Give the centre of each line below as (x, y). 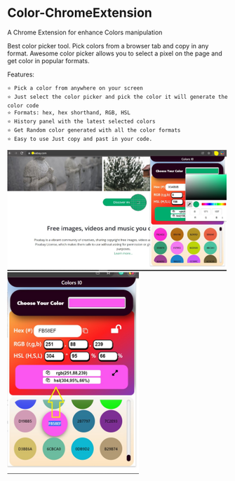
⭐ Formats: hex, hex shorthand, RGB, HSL (69, 113)
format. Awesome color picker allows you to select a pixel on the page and (115, 53)
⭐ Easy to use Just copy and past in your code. (80, 139)
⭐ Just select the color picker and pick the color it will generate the (117, 97)
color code (23, 106)
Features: (21, 74)
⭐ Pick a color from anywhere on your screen (75, 88)
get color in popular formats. (48, 60)
